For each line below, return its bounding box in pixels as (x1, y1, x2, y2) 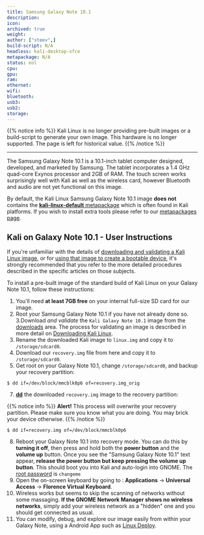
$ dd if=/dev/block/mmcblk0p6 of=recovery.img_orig (7, 380, 140, 386)
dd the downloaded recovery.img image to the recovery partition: (15, 391, 179, 398)
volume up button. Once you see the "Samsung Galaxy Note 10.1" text (15, 451, 190, 458)
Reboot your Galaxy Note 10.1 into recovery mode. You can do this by (15, 438, 188, 445)
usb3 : (7, 99, 21, 105)
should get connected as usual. (15, 509, 94, 516)
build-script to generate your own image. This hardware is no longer (7, 134, 177, 141)
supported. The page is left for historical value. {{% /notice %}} (7, 140, 165, 148)
